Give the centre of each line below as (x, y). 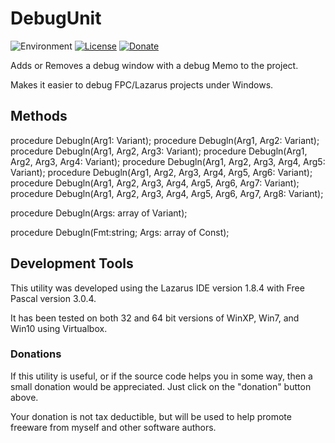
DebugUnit (56, 18)
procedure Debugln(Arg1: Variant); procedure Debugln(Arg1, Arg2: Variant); (165, 140)
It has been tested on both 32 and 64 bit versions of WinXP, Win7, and (155, 318)
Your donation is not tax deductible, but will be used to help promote (151, 416)
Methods (39, 116)
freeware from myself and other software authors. (113, 427)
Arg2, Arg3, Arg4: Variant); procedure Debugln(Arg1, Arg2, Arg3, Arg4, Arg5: (168, 161)
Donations (36, 354)
